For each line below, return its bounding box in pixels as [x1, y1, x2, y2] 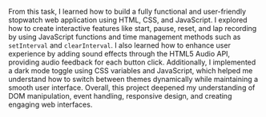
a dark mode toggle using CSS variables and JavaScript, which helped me [8, 66, 253, 75]
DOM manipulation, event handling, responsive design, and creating [8, 92, 232, 100]
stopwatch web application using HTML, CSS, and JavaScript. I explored [8, 15, 248, 25]
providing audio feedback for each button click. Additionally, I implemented [8, 57, 256, 67]
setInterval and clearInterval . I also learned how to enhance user [8, 41, 231, 50]
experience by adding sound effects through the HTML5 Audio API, [8, 49, 231, 58]
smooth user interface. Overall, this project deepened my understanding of [8, 83, 256, 92]
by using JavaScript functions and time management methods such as [8, 32, 241, 41]
